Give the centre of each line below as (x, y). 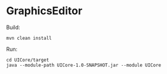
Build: (13, 27)
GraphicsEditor (44, 11)
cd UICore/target (28, 60)
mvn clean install (29, 38)
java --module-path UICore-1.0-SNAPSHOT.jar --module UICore (84, 65)
